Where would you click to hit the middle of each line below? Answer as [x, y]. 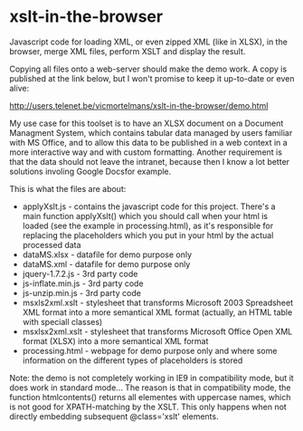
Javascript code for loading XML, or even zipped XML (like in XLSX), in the [148, 42]
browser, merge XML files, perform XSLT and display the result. [128, 51]
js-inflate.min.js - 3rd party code [83, 283]
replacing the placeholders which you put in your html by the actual [148, 235]
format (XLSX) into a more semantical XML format [115, 340]
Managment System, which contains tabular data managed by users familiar [151, 132]
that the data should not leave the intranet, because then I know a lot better [150, 161]
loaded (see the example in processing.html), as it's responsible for [148, 225]
